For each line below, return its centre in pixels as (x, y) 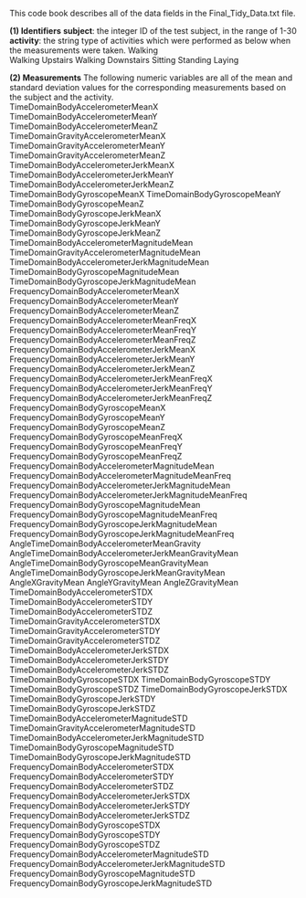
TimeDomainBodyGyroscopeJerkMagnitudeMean (103, 281)
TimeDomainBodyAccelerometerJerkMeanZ (92, 185)
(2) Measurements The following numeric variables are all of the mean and (151, 78)
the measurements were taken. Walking (84, 50)
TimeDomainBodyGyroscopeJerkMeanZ (85, 233)
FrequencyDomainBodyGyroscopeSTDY (85, 835)
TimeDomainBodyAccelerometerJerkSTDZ (89, 670)
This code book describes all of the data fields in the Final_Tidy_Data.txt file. (153, 13)
